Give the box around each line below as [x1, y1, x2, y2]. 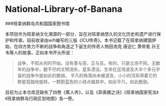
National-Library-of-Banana [5, 3, 123, 15]
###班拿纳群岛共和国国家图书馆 [5, 20, 70, 26]
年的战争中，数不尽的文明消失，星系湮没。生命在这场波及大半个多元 [17, 66, 156, 72]
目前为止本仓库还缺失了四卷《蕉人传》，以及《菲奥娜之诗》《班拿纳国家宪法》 [5, 89, 159, 95]
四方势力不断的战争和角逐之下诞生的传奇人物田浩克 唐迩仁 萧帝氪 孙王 [18, 43, 161, 49]
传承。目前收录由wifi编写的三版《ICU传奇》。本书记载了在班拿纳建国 [13, 37, 152, 43]
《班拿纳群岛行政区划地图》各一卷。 [5, 95, 77, 101]
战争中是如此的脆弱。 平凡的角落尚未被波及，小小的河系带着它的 [26, 72, 157, 78]
